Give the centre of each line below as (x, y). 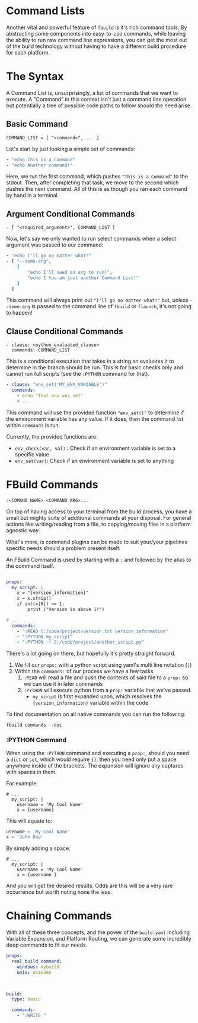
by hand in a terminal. (33, 195)
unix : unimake (34, 972)
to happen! (19, 313)
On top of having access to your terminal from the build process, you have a (99, 511)
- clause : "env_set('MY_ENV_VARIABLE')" (57, 385)
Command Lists (45, 11)
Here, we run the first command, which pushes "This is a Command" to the (97, 177)
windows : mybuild (38, 967)
